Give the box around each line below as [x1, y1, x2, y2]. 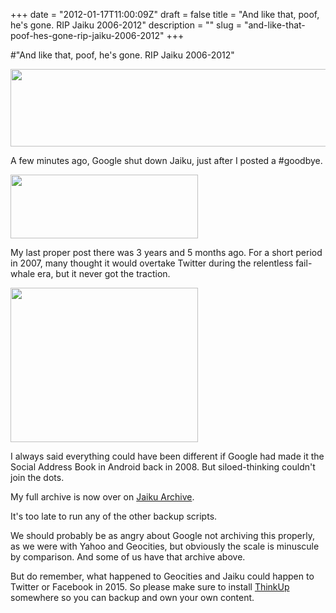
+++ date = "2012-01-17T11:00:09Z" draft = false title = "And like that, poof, [10, 9, 320, 20]
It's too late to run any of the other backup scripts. [10, 510, 218, 522]
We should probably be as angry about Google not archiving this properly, [10, 530, 315, 541]
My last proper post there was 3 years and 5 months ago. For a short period [10, 247, 323, 258]
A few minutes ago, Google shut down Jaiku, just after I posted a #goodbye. [10, 155, 323, 166]
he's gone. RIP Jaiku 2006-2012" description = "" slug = [10, 19, 242, 31]
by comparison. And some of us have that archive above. [10, 551, 246, 563]
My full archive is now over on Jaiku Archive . [10, 491, 195, 503]
